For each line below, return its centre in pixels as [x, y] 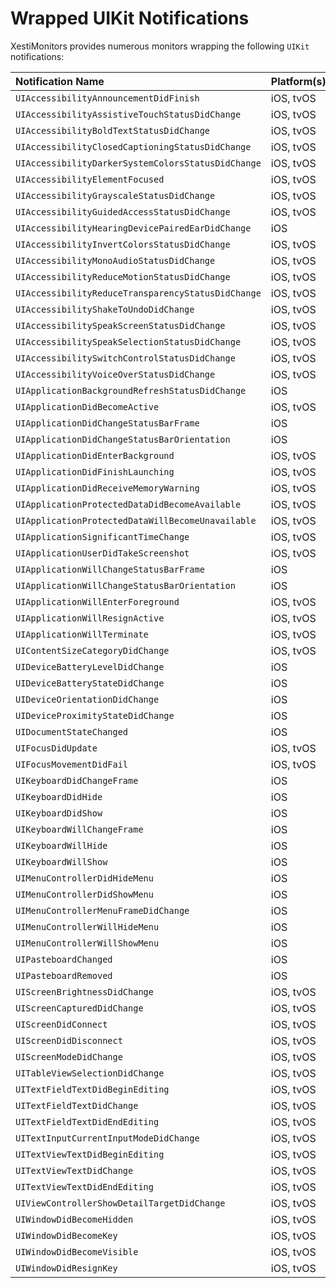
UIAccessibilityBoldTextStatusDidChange [112, 130]
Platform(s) [298, 81]
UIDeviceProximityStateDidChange [95, 715]
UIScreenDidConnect [61, 1024]
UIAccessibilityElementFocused [90, 179]
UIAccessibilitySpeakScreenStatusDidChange [120, 325]
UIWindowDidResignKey [66, 1268]
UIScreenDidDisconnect [69, 1040]
